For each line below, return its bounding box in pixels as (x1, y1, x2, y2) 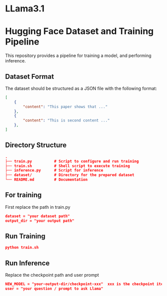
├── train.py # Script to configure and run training (5, 159, 139, 164)
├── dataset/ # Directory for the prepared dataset (5, 173, 135, 178)
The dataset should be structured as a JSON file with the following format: (5, 85, 158, 91)
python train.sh (5, 245, 39, 250)
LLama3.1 (5, 3, 45, 14)
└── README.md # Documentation (5, 177, 88, 182)
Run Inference (5, 259, 50, 267)
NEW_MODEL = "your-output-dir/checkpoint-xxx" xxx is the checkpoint (5, 282, 155, 287)
